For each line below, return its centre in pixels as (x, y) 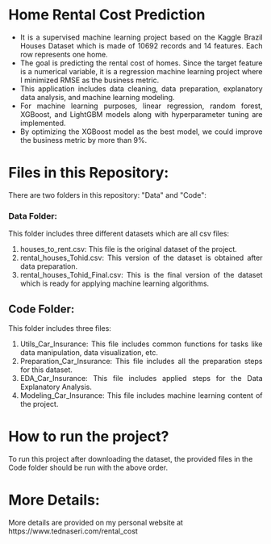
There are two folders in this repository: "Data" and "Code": (108, 195)
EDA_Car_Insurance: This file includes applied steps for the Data (141, 378)
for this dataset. (46, 370)
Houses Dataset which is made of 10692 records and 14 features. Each (141, 45)
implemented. (43, 123)
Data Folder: (33, 216)
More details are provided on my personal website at (96, 522)
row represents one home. (64, 54)
